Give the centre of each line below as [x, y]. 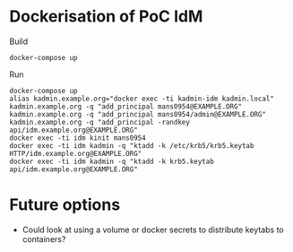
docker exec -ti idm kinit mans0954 [78, 138]
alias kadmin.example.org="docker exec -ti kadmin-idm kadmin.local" [142, 99]
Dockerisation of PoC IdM [106, 17]
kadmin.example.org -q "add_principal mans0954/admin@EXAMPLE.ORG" [138, 114]
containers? [44, 239]
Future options [65, 205]
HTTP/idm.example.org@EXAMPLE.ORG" [76, 153]
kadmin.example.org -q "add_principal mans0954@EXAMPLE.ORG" [126, 106]
